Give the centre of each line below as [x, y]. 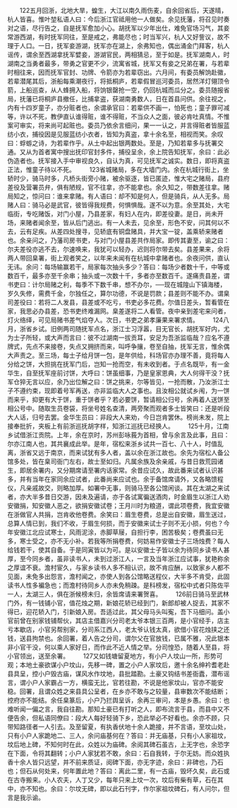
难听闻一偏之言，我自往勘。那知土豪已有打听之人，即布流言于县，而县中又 [115, 709]
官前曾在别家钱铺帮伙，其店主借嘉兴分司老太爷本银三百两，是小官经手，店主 [119, 621]
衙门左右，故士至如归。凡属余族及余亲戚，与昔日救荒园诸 [140, 461]
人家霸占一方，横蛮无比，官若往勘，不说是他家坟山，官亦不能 [127, 682]
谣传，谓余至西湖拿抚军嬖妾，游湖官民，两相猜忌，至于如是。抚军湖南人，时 [119, 54]
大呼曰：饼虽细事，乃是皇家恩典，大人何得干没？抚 [155, 373]
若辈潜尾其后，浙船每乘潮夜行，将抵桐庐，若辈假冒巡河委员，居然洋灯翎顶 [115, 81]
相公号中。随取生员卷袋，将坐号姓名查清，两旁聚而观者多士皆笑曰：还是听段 [119, 408]
